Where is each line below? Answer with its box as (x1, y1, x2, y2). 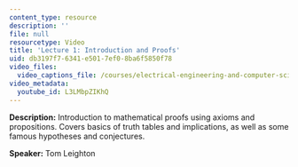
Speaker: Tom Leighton (9, 147, 96, 158)
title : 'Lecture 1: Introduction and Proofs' (9, 46, 180, 55)
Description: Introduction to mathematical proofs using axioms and (9, 112, 255, 123)
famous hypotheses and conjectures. (9, 131, 145, 141)
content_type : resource (9, 12, 98, 22)
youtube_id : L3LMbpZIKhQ (17, 87, 109, 96)
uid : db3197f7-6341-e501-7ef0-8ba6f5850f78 (9, 54, 173, 63)
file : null (9, 29, 50, 38)
